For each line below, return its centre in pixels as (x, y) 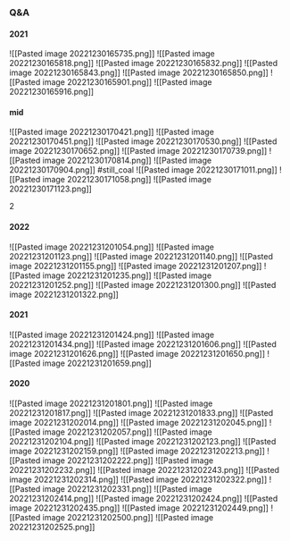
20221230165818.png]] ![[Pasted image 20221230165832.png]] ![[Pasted (144, 63)
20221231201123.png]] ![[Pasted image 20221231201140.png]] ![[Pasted (141, 256)
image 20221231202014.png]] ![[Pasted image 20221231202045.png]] (138, 422)
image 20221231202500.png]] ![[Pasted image (128, 517)
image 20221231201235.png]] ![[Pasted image (127, 275)
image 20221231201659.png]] (97, 363)
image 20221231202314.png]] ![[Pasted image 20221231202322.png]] (138, 479)
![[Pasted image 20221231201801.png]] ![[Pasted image (111, 403)
